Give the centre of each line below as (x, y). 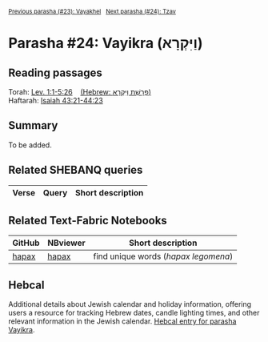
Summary (33, 125)
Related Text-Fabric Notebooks (88, 221)
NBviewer (66, 243)
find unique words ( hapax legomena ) (163, 256)
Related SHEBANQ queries (76, 170)
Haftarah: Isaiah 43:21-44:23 (56, 101)
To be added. (30, 145)
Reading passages (55, 72)
